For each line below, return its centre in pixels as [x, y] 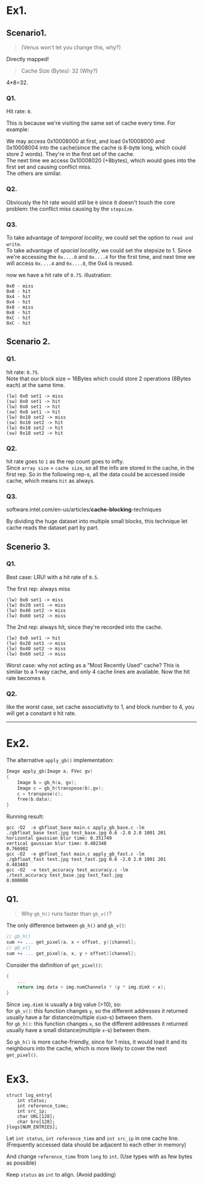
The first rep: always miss [38, 589]
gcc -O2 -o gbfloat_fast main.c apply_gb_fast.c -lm [76, 854]
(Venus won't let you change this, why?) [71, 47]
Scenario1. [27, 33]
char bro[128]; [36, 1122]
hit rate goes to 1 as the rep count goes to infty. [65, 461]
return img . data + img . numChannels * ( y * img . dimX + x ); [92, 987]
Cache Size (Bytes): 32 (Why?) [59, 71]
